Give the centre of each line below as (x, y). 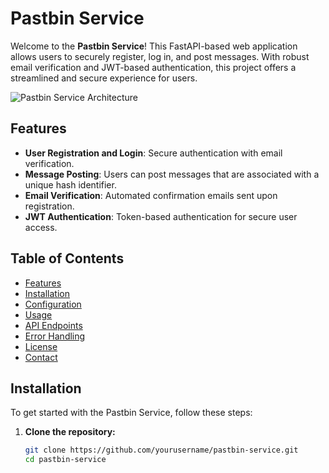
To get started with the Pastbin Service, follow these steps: (131, 413)
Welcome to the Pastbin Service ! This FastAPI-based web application (154, 46)
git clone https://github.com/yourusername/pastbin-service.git (161, 450)
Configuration (53, 304)
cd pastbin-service (65, 460)
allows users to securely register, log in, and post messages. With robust (160, 56)
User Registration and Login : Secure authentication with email (153, 153)
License (41, 346)
